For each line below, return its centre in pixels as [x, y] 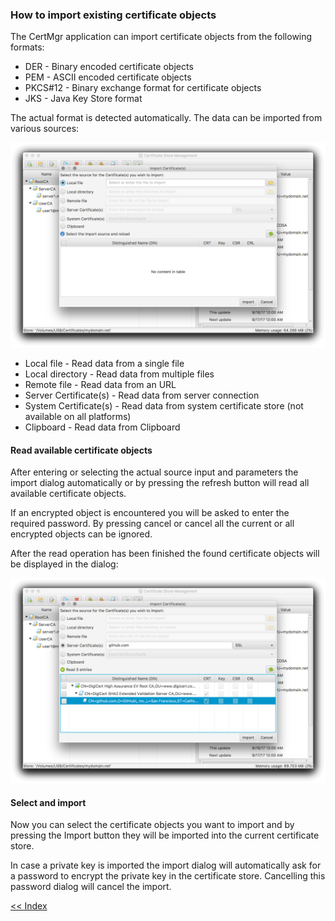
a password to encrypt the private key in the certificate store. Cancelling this [168, 876]
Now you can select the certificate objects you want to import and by [152, 825]
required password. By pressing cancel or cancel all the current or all [152, 524]
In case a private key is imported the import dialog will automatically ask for [166, 865]
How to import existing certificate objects [113, 15]
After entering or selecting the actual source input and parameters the [154, 472]
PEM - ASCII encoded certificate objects [108, 77]
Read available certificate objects [81, 450]
